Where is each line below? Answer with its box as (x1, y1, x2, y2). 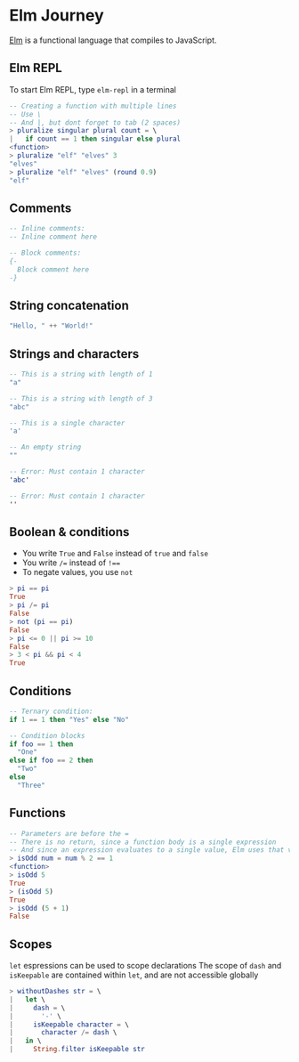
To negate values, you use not (21, 567, 133, 578)
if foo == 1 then (9, 740, 74, 749)
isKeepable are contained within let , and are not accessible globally (9, 969, 259, 980)
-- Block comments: (9, 248, 82, 258)
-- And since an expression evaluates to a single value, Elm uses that (9, 846, 285, 855)
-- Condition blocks (9, 731, 86, 740)
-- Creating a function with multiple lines (9, 101, 177, 110)
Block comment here (17, 264, 90, 274)
